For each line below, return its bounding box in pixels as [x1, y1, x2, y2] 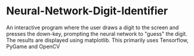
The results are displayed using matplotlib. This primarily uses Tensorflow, [6, 36, 189, 43]
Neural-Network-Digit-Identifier [6, 4, 168, 18]
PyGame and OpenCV [6, 43, 60, 50]
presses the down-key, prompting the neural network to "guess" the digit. [6, 30, 187, 37]
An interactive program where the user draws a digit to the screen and [6, 24, 179, 31]
